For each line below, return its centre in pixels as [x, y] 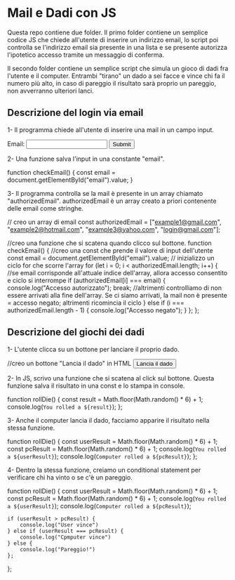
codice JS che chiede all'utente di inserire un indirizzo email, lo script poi [113, 39]
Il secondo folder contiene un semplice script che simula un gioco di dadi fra [118, 68]
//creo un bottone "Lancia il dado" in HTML [69, 363]
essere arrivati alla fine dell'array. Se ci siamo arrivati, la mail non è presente [117, 295]
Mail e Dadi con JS [62, 13]
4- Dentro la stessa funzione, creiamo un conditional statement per [104, 470]
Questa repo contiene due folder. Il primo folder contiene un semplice [108, 32]
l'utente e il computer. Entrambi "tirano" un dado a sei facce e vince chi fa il [116, 76]
